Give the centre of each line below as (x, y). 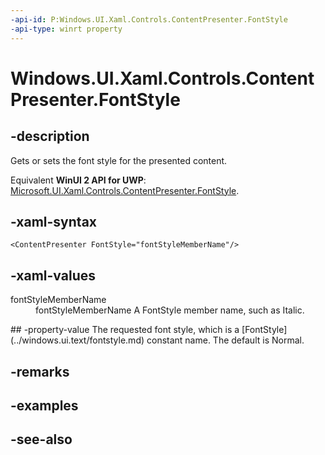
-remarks (40, 371)
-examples (44, 405)
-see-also (41, 439)
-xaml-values (53, 275)
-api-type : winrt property (66, 29)
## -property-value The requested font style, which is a (125, 330)
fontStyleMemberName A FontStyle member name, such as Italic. (170, 310)
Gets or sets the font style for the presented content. (119, 160)
